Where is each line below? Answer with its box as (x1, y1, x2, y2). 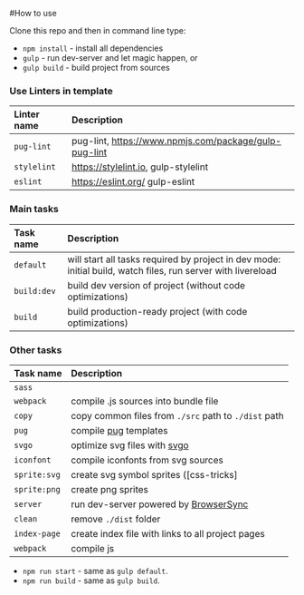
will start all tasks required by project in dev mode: (67, 253, 281, 266)
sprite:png (14, 484, 61, 494)
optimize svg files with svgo (71, 439, 189, 452)
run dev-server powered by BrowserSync (71, 498, 249, 511)
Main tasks (9, 203, 59, 216)
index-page (14, 528, 61, 539)
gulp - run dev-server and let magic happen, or (22, 53, 198, 63)
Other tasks (9, 344, 62, 356)
